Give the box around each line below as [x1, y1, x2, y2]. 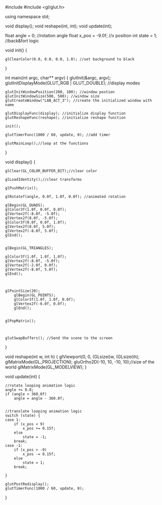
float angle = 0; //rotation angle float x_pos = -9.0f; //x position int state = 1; [5, 33, 158, 38]
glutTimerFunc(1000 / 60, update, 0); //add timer [5, 132, 111, 137]
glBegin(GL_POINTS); [14, 293, 56, 298]
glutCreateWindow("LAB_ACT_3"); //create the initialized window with [5, 98, 152, 103]
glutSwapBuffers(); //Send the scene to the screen [5, 336, 113, 340]
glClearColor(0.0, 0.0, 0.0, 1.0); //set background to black [5, 57, 135, 62]
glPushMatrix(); [5, 186, 38, 191]
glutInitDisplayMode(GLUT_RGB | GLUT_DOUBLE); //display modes [5, 80, 140, 86]
